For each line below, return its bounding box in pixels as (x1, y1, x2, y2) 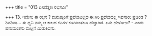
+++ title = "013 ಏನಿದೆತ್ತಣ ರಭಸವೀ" (5, 4, 68, 10)
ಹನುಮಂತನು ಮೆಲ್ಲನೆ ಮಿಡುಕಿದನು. (5, 25, 56, 31)
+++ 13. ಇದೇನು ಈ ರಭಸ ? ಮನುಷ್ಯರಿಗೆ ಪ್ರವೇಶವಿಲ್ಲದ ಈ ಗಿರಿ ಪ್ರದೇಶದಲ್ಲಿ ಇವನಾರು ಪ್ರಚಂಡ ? (5, 14, 147, 20)
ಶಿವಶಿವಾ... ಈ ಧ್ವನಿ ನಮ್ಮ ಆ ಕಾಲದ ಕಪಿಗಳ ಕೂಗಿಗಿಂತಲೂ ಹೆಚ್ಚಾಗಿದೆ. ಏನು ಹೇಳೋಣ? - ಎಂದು (5, 20, 144, 25)
